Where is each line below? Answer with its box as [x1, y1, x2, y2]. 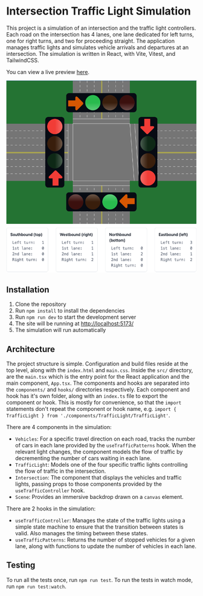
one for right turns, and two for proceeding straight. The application [6, 37, 175, 44]
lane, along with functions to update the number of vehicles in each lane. [14, 543, 197, 550]
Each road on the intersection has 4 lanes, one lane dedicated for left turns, [6, 30, 195, 38]
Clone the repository [14, 300, 66, 308]
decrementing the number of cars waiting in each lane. [14, 455, 152, 462]
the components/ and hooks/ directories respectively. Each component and [6, 386, 190, 393]
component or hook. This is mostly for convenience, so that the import [6, 399, 182, 406]
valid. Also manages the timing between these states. [14, 530, 148, 537]
